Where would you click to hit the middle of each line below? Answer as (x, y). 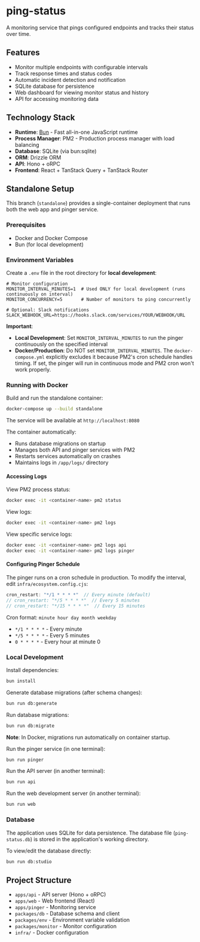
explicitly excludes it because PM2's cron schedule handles (119, 357)
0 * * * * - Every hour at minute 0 (58, 642)
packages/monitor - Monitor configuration (66, 926)
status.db (19, 840)
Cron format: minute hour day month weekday (61, 617)
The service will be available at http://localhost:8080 (73, 421)
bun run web (21, 805)
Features (23, 53)
